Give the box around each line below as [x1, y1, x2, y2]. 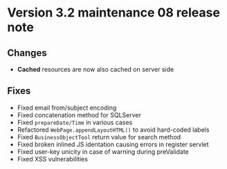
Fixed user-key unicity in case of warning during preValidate [17, 147, 189, 156]
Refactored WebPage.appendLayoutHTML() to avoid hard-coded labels [17, 126, 210, 134]
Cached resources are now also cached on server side [17, 66, 174, 73]
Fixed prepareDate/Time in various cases [17, 118, 133, 126]
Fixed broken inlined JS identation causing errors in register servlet [17, 140, 209, 148]
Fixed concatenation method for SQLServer [17, 110, 142, 119]
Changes [7, 47, 47, 59]
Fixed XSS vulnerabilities [17, 155, 89, 163]
